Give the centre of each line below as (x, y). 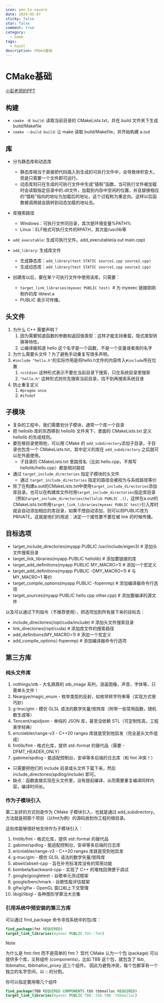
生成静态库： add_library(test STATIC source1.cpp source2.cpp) (85, 261)
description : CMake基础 (29, 50)
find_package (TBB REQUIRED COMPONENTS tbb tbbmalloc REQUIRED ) (71, 991)
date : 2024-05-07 (23, 14)
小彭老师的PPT (21, 91)
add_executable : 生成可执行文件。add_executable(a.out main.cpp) (79, 240)
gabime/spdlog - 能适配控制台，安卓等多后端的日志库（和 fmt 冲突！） (84, 758)
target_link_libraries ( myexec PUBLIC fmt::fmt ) (55, 933)
